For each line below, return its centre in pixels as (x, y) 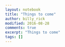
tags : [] (14, 37)
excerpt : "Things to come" (33, 32)
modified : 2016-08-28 (27, 23)
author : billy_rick (25, 19)
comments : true (21, 28)
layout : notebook (23, 10)
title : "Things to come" (31, 14)
